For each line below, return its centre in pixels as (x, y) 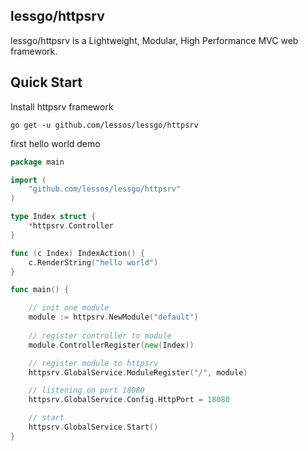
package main (37, 162)
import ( (28, 180)
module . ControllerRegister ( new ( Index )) (111, 345)
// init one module (69, 308)
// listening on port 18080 (86, 390)
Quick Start (46, 82)
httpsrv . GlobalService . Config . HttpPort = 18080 (129, 400)
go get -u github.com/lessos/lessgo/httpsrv (104, 125)
